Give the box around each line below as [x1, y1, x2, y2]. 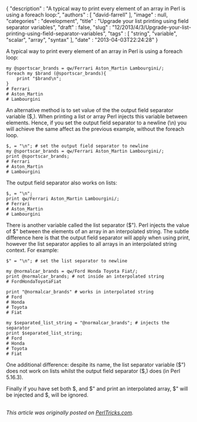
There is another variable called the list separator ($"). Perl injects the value [6, 222, 189, 229]
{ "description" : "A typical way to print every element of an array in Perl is [6, 5, 186, 12]
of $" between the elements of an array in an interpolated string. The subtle [6, 228, 189, 235]
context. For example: [6, 247, 59, 253]
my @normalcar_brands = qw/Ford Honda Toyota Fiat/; [6, 268, 138, 274]
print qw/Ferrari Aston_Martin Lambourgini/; [6, 196, 119, 202]
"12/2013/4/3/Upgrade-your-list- [112, 24, 192, 31]
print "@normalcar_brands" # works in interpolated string [6, 289, 154, 295]
